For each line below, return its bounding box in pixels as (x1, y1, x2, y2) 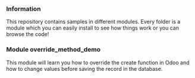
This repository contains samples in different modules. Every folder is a (6, 18, 181, 25)
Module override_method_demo (6, 45, 101, 54)
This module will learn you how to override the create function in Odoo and (6, 58, 190, 66)
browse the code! (6, 31, 49, 38)
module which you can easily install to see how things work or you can (6, 24, 180, 31)
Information (6, 5, 41, 13)
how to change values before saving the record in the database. (6, 65, 163, 72)
